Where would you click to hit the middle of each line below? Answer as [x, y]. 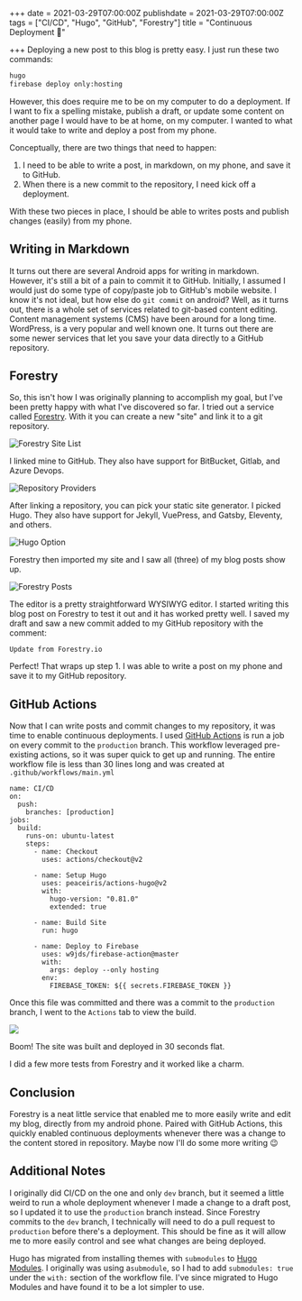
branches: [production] [70, 812]
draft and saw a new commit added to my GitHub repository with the [137, 623]
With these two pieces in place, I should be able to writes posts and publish [150, 211]
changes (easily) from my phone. [71, 221]
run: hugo [60, 931]
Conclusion [42, 1092]
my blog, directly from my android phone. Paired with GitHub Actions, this [146, 1123]
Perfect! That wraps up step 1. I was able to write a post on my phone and [146, 666]
